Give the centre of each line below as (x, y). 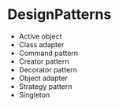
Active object (40, 36)
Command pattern (48, 53)
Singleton (34, 94)
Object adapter (43, 78)
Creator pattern (44, 61)
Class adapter (41, 44)
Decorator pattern (48, 69)
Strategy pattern (45, 86)
